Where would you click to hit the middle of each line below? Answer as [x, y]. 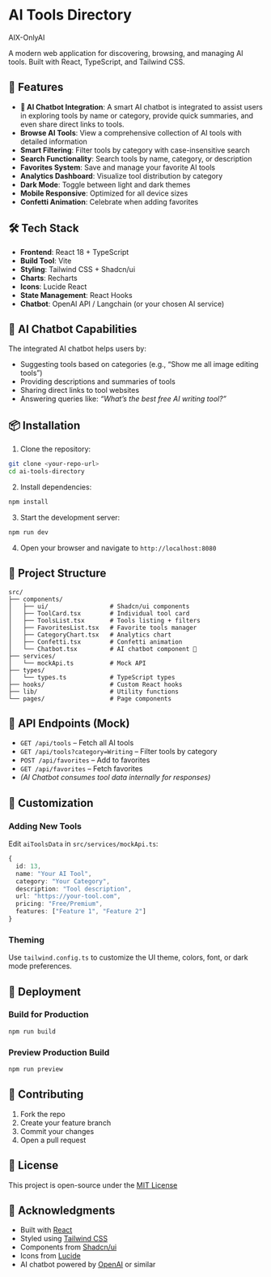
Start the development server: [70, 517]
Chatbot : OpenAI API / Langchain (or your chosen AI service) [122, 304]
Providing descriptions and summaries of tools [97, 382]
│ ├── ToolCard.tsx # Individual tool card [99, 613]
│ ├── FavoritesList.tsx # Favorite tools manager [103, 628]
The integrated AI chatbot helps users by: [78, 349]
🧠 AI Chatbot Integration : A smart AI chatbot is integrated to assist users [141, 106]
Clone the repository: [55, 449]
